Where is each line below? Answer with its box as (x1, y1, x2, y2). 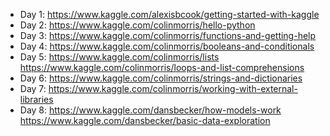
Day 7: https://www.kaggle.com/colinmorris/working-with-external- (19, 83, 298, 94)
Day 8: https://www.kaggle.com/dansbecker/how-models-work (19, 104, 282, 116)
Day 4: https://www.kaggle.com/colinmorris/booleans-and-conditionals (19, 40, 315, 52)
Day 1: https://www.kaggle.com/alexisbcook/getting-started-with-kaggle (19, 9, 320, 20)
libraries (19, 94, 54, 105)
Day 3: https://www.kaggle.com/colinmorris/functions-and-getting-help (19, 30, 317, 41)
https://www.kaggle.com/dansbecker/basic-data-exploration (19, 115, 271, 126)
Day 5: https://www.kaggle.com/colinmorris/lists (19, 51, 220, 63)
